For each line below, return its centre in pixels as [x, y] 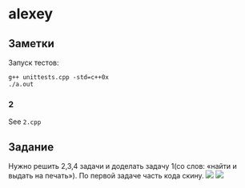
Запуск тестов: [34, 62]
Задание [31, 147]
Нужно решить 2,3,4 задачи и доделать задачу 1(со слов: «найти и [123, 166]
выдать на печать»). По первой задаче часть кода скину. [106, 176]
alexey [31, 14]
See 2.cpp [25, 122]
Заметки [31, 44]
